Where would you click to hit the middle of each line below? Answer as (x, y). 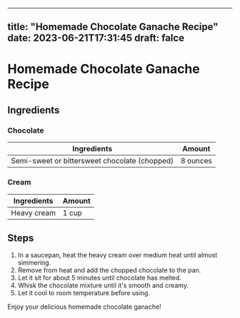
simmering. (34, 263)
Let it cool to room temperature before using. (84, 293)
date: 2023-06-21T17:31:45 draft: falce (96, 38)
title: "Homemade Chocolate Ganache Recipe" (113, 27)
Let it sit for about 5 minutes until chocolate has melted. (100, 278)
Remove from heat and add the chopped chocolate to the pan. (109, 270)
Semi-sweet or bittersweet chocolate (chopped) (92, 161)
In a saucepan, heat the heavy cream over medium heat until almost (117, 255)
